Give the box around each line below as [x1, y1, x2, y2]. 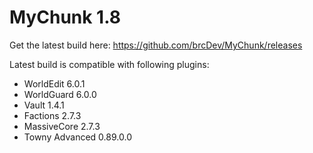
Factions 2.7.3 [23, 109, 82, 121]
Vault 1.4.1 [23, 99, 65, 111]
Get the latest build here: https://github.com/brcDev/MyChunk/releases [9, 39, 303, 51]
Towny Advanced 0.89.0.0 [23, 131, 132, 143]
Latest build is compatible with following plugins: [9, 58, 210, 70]
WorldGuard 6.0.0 [23, 88, 97, 100]
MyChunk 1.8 [9, 6, 121, 29]
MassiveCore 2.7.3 [23, 120, 101, 132]
